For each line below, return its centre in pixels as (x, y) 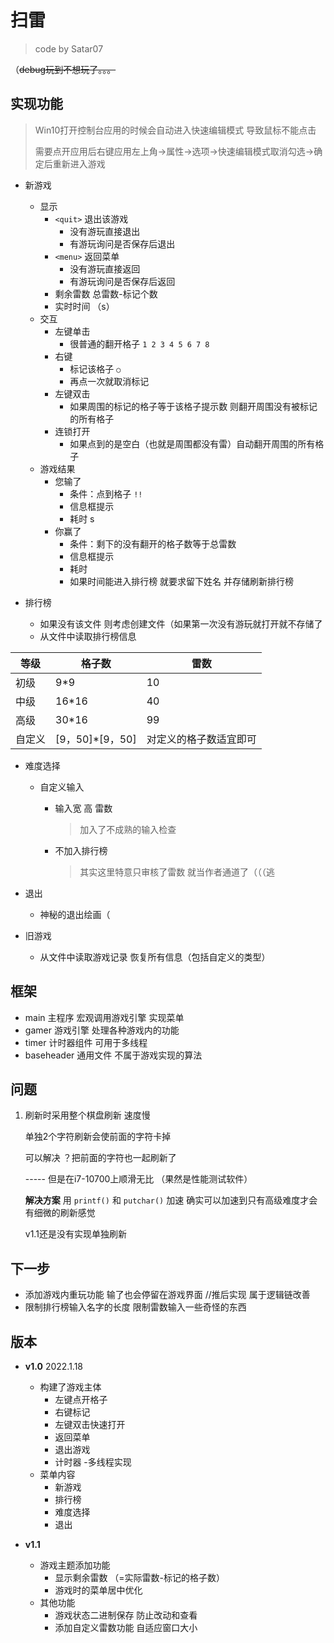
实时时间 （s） (84, 306)
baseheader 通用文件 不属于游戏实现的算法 (113, 1055)
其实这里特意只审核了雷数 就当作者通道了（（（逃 (177, 872)
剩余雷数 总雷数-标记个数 (106, 293)
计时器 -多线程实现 (93, 1462)
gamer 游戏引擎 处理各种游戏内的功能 (102, 1030)
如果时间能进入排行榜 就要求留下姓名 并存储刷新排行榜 (182, 581)
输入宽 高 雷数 (83, 808)
